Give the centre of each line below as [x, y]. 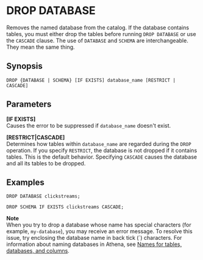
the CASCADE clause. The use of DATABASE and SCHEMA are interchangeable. [98, 40]
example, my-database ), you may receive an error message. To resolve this [100, 231]
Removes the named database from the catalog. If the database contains [98, 27]
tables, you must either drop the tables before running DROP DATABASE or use [101, 34]
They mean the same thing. [41, 47]
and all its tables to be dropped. [46, 163]
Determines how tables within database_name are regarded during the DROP [99, 143]
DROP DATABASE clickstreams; [43, 197]
